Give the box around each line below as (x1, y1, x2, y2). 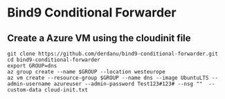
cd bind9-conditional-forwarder (7, 56, 100, 63)
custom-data (7, 87, 42, 93)
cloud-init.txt (44, 87, 89, 93)
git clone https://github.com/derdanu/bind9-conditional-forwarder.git (7, 50, 218, 57)
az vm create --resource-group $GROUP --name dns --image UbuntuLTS (7, 74, 209, 81)
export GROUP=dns (7, 63, 57, 69)
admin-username (7, 80, 51, 87)
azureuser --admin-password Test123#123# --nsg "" (53, 80, 203, 87)
